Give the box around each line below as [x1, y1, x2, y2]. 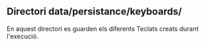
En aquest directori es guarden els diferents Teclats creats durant [6, 24, 199, 33]
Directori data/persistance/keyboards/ [6, 6, 182, 18]
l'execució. [6, 32, 38, 40]
